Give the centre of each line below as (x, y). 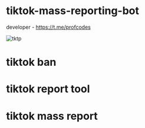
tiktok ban (31, 62)
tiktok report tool (48, 89)
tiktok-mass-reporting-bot (73, 11)
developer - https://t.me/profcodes (49, 27)
